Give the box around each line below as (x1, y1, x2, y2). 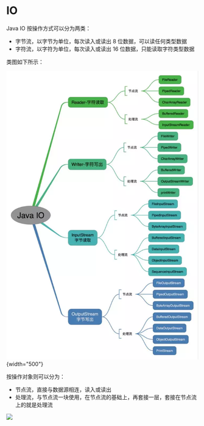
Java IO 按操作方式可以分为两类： (6, 24, 91, 32)
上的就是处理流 (15, 401, 53, 408)
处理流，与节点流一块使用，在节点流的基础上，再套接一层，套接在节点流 (15, 393, 197, 400)
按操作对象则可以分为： (6, 373, 65, 380)
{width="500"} (6, 360, 44, 367)
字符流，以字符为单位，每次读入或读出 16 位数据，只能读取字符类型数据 (15, 45, 195, 52)
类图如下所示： (6, 58, 44, 65)
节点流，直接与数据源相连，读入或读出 (15, 386, 111, 393)
